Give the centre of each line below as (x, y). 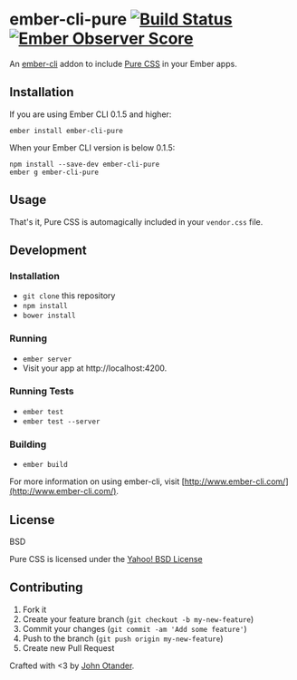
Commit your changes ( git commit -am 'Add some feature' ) (134, 628)
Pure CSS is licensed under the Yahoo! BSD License (106, 559)
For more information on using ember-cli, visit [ (97, 481)
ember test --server (61, 422)
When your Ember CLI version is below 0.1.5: (92, 147)
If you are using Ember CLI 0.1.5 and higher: (91, 114)
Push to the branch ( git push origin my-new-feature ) (123, 638)
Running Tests (42, 392)
